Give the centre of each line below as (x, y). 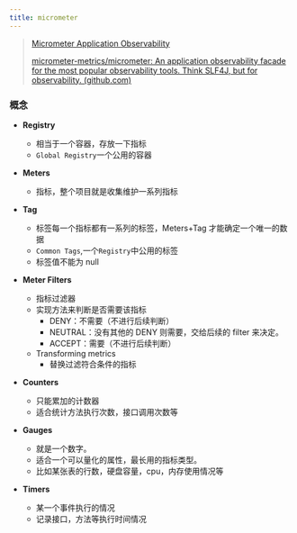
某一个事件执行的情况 (75, 507)
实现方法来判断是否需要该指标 (91, 309)
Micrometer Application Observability (101, 43)
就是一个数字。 (63, 448)
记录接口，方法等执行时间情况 (91, 519)
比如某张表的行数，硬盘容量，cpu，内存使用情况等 (130, 471)
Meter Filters (47, 279)
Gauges (37, 429)
